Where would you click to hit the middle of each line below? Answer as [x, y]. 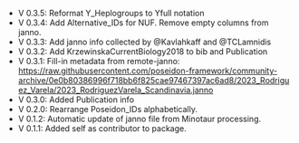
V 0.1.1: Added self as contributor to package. [102, 129]
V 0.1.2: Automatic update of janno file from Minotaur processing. [140, 119]
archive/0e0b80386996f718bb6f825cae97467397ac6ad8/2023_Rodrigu [154, 80]
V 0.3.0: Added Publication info [76, 100]
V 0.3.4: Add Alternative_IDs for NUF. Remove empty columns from [143, 23]
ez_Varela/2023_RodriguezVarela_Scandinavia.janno [116, 90]
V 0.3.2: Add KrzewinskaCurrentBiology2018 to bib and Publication [143, 52]
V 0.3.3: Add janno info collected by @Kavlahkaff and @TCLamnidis [145, 42]
